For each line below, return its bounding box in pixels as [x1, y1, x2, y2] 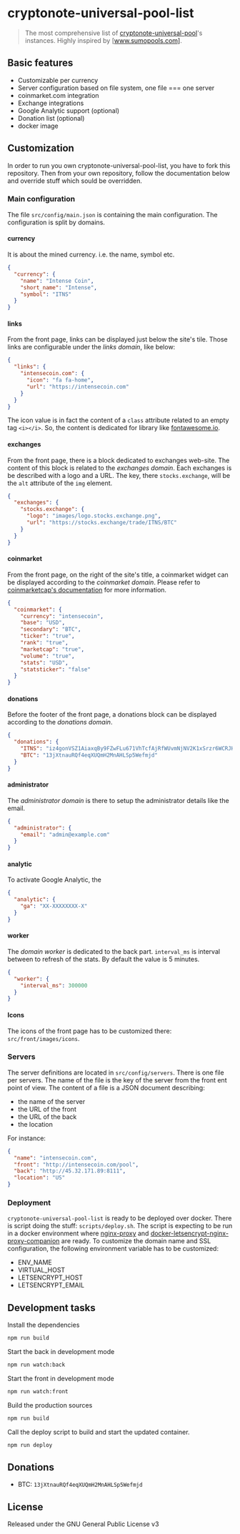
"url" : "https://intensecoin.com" [26, 383, 130, 390]
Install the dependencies [7, 1320, 80, 1330]
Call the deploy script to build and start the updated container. [7, 1428, 190, 1436]
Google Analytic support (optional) [17, 106, 120, 115]
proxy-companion [7, 1237, 60, 1245]
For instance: [7, 1134, 46, 1142]
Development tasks [7, 1302, 96, 1314]
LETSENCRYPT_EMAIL [17, 1281, 84, 1290]
